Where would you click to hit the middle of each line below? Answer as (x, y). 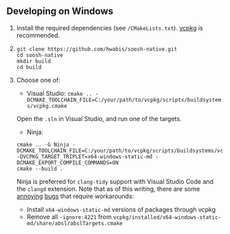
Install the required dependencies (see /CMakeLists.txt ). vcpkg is (110, 28)
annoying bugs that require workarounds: (75, 196)
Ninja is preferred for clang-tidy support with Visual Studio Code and (115, 181)
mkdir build (33, 61)
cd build (29, 67)
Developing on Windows (60, 11)
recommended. (38, 35)
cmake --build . (40, 169)
